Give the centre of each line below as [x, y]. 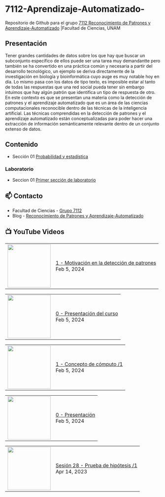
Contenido [22, 145]
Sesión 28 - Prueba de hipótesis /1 [97, 465]
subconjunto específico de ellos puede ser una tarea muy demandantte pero [83, 61]
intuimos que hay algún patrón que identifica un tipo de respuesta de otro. [81, 92]
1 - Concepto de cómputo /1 [89, 364]
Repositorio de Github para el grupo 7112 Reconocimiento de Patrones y [78, 23]
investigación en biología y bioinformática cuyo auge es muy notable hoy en [82, 76]
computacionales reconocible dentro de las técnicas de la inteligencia [76, 108]
